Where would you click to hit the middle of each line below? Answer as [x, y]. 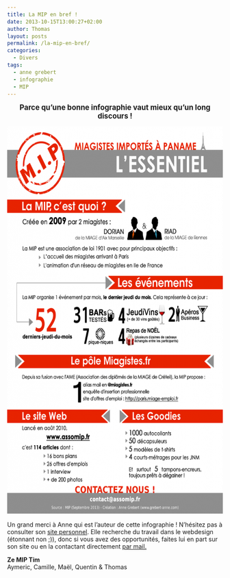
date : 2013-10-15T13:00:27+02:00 [55, 22]
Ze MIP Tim [24, 560]
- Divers [26, 58]
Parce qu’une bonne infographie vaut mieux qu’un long [115, 108]
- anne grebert [35, 72]
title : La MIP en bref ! [42, 14]
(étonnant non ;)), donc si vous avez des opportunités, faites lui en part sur [112, 539]
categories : [24, 51]
